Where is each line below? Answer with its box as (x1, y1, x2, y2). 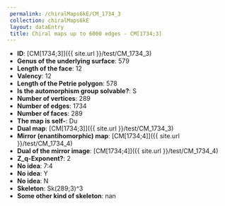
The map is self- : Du (16, 117, 78, 126)
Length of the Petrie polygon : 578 (16, 79, 117, 88)
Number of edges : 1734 (16, 102, 87, 110)
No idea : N (16, 177, 49, 186)
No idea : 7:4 (16, 162, 54, 170)
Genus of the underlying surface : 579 (16, 57, 130, 66)
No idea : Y (16, 169, 49, 178)
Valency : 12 (16, 72, 52, 80)
